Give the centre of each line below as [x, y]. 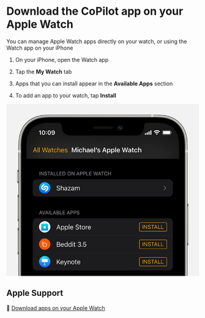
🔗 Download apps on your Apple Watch [56, 308]
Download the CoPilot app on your [95, 11]
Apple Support [35, 293]
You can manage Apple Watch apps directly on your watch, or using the [97, 41]
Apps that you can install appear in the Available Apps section [94, 83]
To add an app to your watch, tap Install [65, 95]
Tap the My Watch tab [43, 71]
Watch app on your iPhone [40, 48]
